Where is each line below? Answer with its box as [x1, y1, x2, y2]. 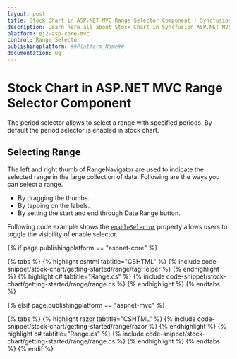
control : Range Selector [7, 37, 80, 44]
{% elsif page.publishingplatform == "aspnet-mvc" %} [7, 300, 166, 309]
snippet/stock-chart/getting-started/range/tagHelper [7, 264, 161, 273]
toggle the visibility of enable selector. [7, 230, 119, 238]
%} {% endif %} [7, 344, 54, 353]
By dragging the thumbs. [17, 193, 90, 202]
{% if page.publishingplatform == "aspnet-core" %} [7, 243, 158, 252]
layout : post [7, 10, 46, 18]
